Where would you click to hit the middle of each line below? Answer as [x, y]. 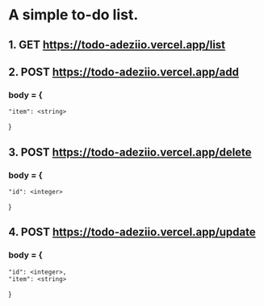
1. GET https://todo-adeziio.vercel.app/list [117, 45]
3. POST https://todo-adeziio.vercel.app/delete [130, 152]
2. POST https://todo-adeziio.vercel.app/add [124, 71]
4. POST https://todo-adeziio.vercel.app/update [132, 232]
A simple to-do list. [73, 15]
